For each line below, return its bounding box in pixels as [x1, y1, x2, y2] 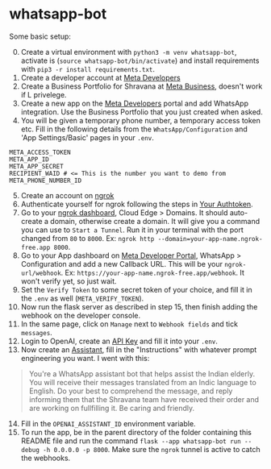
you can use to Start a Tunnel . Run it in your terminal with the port [20, 225, 244, 234]
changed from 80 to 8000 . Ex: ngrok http [20, 233, 155, 243]
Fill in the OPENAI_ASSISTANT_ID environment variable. [20, 418, 196, 428]
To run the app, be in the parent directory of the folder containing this [20, 427, 252, 437]
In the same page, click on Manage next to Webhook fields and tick [20, 319, 239, 329]
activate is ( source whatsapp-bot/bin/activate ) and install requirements [20, 56, 260, 65]
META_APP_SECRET [9, 162, 64, 170]
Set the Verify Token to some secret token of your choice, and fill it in [20, 284, 252, 294]
